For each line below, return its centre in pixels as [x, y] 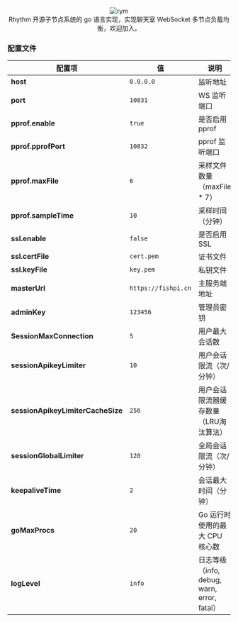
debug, [210, 580]
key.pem [143, 270]
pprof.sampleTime [42, 216]
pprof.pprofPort [38, 147]
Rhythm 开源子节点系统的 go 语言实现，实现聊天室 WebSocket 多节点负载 [116, 19]
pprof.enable [33, 123]
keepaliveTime [36, 491]
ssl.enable [29, 239]
